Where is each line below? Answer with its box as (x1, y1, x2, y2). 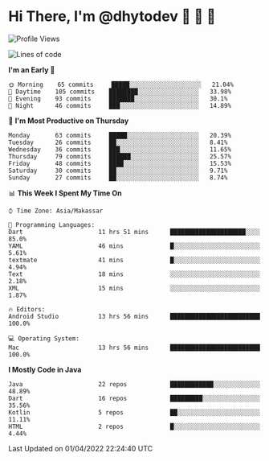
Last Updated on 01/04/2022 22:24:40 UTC (8, 443, 153, 453)
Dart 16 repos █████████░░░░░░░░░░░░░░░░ (8, 394, 261, 402)
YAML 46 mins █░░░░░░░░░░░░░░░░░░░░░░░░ (8, 241, 261, 250)
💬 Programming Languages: (8, 220, 95, 228)
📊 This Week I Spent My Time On (8, 188, 122, 198)
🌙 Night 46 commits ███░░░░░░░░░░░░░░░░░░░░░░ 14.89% (8, 101, 231, 109)
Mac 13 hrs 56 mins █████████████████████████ (8, 344, 261, 352)
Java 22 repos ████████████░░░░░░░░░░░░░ (8, 380, 261, 389)
